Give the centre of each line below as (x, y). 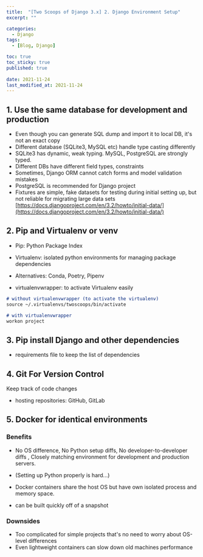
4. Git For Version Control (55, 374)
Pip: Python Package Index (49, 245)
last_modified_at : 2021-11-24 (45, 85)
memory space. (35, 493)
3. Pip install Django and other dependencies (93, 340)
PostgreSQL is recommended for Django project (75, 186)
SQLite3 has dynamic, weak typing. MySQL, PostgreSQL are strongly (101, 154)
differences (43, 541)
